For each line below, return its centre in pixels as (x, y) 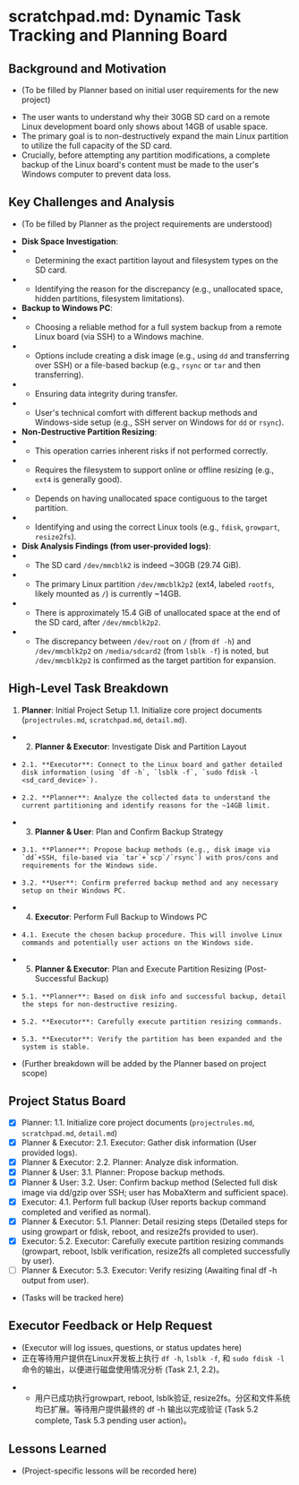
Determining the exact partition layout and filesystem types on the (156, 260)
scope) (34, 1073)
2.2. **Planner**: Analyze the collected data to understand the (145, 798)
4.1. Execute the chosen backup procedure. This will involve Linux (152, 935)
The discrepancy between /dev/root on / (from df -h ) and (143, 641)
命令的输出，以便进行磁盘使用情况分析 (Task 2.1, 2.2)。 (123, 1369)
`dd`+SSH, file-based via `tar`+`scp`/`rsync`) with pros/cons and (149, 858)
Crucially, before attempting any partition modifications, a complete (145, 155)
